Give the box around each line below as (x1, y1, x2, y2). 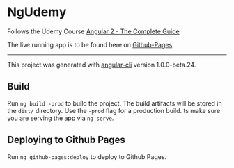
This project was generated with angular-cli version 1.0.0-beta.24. (7, 60, 196, 69)
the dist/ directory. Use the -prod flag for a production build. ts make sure (7, 106, 221, 115)
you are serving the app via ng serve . (7, 114, 114, 122)
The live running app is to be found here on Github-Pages (7, 40, 173, 49)
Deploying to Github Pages (7, 134, 125, 146)
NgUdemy (7, 4, 67, 20)
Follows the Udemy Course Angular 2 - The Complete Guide (7, 27, 180, 35)
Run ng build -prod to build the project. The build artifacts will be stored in (7, 99, 222, 108)
